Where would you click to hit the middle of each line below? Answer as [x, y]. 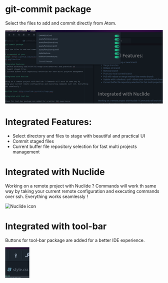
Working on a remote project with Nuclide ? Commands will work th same [81, 185]
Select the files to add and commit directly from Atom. [61, 23]
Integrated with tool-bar [56, 226]
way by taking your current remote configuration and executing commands [82, 191]
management [26, 151]
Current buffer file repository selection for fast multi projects [74, 146]
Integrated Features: [48, 122]
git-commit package [48, 9]
